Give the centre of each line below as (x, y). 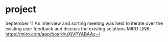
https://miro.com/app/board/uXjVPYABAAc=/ (53, 34)
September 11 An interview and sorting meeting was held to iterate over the (84, 23)
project (21, 9)
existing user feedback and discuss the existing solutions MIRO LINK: (78, 28)
